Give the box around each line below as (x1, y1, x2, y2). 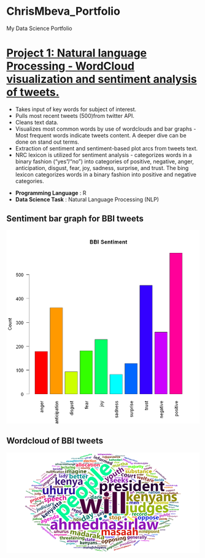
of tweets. (6, 85, 60, 99)
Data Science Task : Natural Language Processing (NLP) (15, 195, 160, 203)
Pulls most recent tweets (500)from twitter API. (15, 112, 135, 119)
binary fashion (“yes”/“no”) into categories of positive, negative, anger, (15, 158, 195, 165)
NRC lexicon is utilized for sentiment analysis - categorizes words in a (15, 151, 192, 158)
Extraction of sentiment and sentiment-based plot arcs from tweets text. (15, 144, 198, 152)
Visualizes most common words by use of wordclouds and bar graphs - (15, 125, 196, 133)
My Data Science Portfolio (6, 25, 72, 32)
